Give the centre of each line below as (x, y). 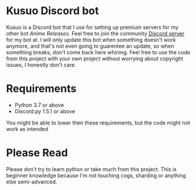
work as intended (27, 129)
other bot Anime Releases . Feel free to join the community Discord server (95, 33)
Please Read (37, 153)
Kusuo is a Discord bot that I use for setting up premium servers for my (92, 27)
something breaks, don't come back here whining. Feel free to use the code (98, 52)
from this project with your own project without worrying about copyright (95, 58)
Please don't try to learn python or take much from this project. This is (92, 169)
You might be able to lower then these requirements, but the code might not (98, 123)
